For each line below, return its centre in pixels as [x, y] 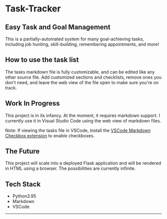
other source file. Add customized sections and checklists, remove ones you [83, 77]
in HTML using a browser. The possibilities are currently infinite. [70, 168]
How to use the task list [42, 60]
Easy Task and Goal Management [58, 27]
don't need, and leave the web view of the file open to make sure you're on [82, 82]
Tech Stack [23, 184]
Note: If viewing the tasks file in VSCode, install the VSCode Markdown [78, 130]
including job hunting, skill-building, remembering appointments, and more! [82, 44]
